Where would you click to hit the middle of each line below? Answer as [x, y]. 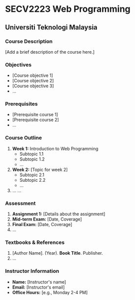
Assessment [20, 203]
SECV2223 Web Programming [68, 9]
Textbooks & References [35, 242]
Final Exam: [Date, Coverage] [42, 225]
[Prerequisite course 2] [35, 120]
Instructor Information [32, 271]
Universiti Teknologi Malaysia [51, 27]
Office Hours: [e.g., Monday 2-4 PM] [50, 292]
